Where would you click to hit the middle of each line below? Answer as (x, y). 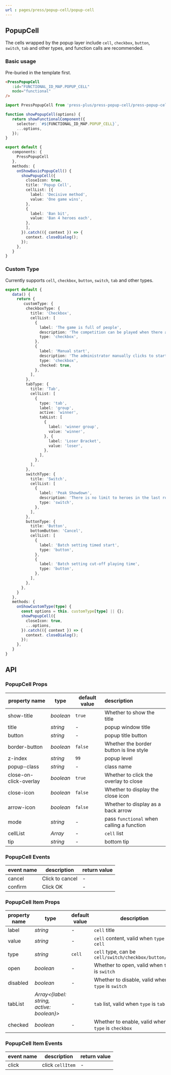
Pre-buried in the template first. (38, 72)
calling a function (125, 825)
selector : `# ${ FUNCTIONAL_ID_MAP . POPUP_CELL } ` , (68, 124)
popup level (119, 758)
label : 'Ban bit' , (50, 214)
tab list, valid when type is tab (130, 1004)
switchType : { (41, 474)
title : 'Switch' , (49, 479)
